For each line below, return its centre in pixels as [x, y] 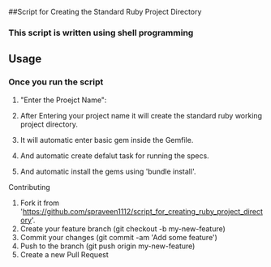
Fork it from [39, 203]
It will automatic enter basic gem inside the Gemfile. [107, 140]
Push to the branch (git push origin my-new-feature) [108, 246]
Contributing [29, 187]
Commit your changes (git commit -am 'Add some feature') [118, 237]
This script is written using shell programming [101, 32]
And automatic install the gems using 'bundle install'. [108, 171]
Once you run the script [56, 82]
